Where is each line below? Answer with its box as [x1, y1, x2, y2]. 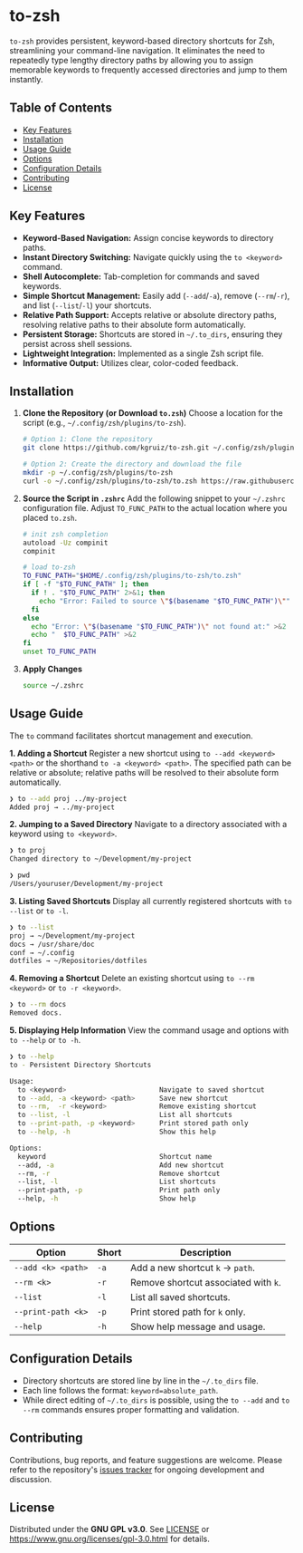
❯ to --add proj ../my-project [9, 794, 128, 803]
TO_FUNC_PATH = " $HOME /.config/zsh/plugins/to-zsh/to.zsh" [22, 572, 242, 581]
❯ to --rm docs [9, 1000, 67, 1009]
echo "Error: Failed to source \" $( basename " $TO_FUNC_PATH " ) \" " [39, 596, 291, 605]
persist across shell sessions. [22, 338, 133, 349]
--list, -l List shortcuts [17, 1177, 217, 1187]
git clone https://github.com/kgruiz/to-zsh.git [22, 443, 210, 453]
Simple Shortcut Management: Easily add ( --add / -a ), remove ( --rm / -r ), [22, 290, 290, 301]
